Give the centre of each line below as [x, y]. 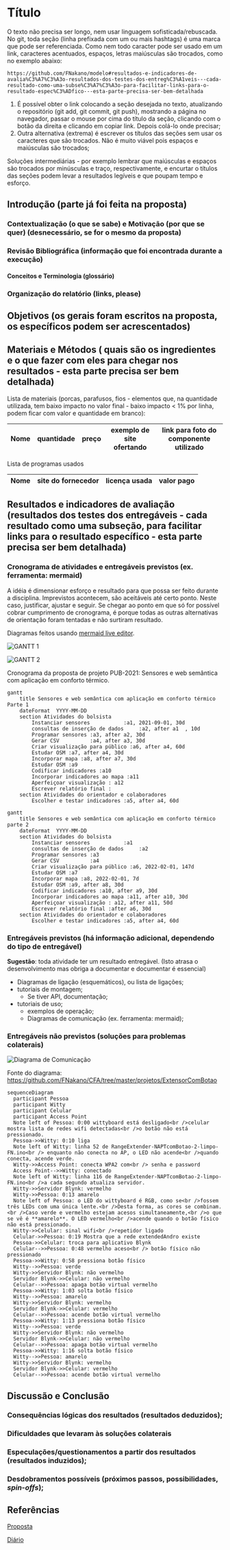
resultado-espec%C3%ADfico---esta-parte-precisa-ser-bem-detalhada [105, 91]
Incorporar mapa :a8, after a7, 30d [84, 759]
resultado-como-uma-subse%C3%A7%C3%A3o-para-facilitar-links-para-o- [108, 85]
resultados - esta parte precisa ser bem [93, 371]
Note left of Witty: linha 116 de [62, 1177]
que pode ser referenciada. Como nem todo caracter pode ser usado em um [115, 46]
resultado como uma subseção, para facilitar [104, 526]
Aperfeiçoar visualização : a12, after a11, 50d [102, 903]
